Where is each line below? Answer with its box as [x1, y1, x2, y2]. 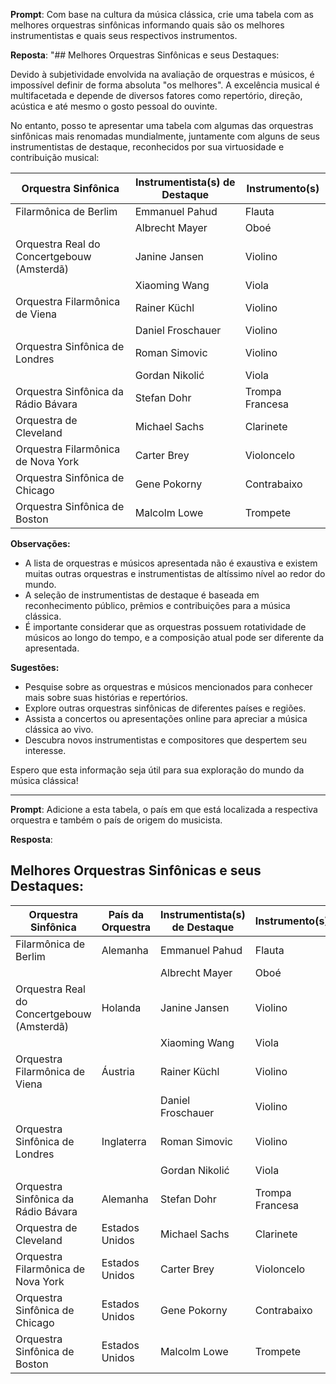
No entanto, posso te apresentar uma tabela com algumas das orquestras [10, 120, 314, 131]
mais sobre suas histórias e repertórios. [24, 692, 188, 703]
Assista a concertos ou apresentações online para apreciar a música [24, 713, 308, 724]
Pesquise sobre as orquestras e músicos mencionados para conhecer [24, 681, 313, 693]
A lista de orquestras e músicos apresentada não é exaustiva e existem [24, 557, 318, 569]
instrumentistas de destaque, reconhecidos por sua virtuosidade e [10, 141, 285, 153]
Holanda [101, 1000, 142, 1014]
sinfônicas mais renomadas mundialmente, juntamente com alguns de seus [10, 130, 320, 142]
